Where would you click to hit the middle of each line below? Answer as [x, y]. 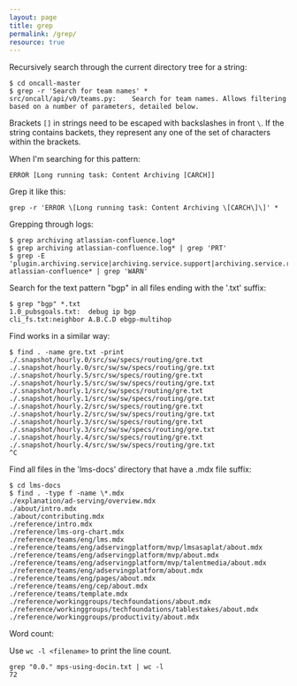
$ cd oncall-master [45, 84]
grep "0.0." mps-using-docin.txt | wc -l [87, 667]
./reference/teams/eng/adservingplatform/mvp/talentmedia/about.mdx [138, 563]
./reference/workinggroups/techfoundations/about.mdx [110, 602]
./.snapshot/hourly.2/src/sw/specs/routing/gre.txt [106, 407]
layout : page [33, 17]
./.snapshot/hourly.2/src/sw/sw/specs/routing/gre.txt [112, 414]
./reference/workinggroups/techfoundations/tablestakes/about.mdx [134, 610]
